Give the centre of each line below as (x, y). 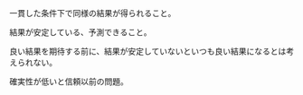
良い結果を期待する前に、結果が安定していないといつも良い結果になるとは (148, 51)
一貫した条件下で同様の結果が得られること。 (93, 13)
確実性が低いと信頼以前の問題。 (69, 82)
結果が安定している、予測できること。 (80, 32)
